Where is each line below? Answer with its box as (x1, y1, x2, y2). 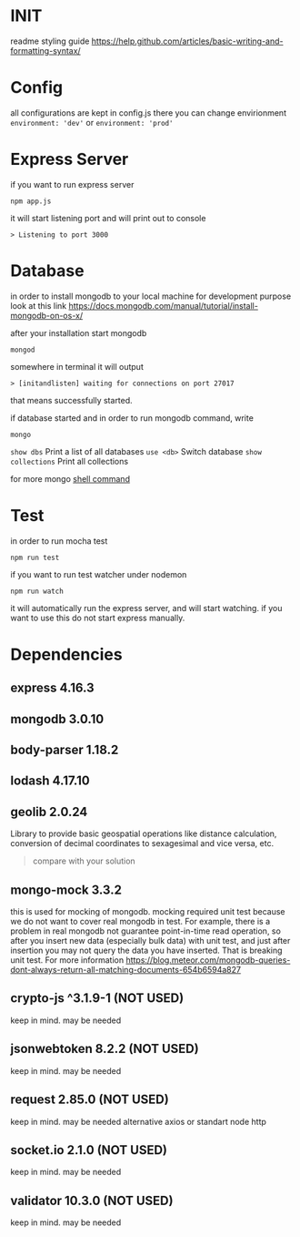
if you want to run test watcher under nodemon (10, 568, 187, 579)
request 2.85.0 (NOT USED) (10, 1092, 169, 1108)
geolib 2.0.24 (10, 803, 88, 820)
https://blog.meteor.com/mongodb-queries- (125, 955, 291, 966)
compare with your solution (32, 855, 135, 866)
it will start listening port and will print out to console (10, 212, 206, 223)
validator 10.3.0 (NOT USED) (10, 1192, 174, 1208)
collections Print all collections (10, 455, 129, 466)
